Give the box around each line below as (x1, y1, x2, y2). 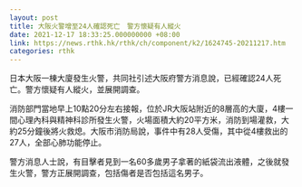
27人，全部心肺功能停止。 (9, 137, 107, 148)
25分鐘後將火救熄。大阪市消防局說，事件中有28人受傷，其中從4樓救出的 (16, 126, 288, 136)
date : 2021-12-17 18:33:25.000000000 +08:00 (9, 30, 180, 39)
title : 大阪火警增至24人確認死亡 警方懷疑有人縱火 (9, 22, 181, 31)
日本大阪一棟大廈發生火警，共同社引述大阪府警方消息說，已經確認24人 (9, 73, 274, 84)
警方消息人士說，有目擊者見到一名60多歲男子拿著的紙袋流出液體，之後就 (9, 156, 282, 167)
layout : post (9, 13, 59, 23)
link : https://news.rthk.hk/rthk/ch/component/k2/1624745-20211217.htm (9, 38, 286, 48)
